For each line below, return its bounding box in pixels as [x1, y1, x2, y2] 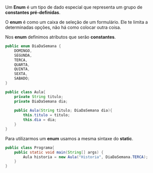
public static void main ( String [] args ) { [14, 150, 104, 155]
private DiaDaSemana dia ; [14, 99, 68, 104]
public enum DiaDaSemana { [5, 44, 61, 49]
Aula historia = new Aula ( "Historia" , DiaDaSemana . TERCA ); [23, 154, 149, 160]
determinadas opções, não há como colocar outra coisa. [5, 24, 121, 30]
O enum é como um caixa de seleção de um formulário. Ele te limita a [5, 19, 148, 25]
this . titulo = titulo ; [23, 113, 70, 118]
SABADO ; [14, 76, 30, 81]
